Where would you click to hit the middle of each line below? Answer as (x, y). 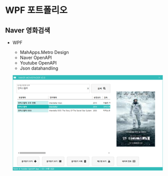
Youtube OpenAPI (38, 63)
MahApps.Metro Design (44, 52)
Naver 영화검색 (28, 30)
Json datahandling (39, 68)
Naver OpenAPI (36, 57)
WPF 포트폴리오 (36, 10)
